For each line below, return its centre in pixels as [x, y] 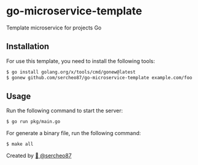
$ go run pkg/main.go [33, 122]
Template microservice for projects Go [54, 28]
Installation [28, 46]
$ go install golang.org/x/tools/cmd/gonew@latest [71, 72]
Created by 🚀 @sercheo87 [39, 156]
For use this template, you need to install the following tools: [81, 61]
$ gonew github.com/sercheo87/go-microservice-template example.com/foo [99, 77]
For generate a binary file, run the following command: [74, 133]
